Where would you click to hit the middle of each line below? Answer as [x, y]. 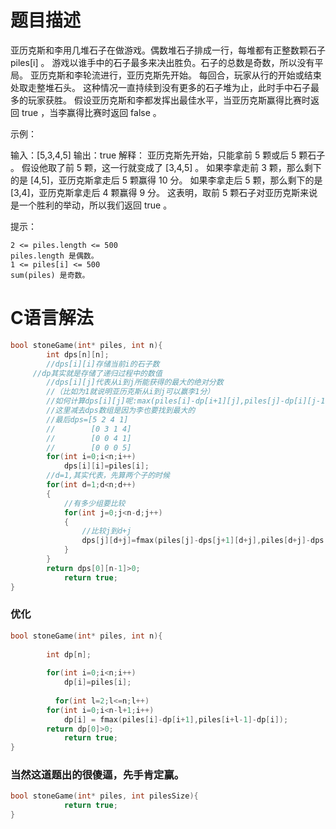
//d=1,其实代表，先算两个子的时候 [108, 476]
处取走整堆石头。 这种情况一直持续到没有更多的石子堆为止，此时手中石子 [160, 87]
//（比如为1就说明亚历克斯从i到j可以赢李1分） [130, 392]
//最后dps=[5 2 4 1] [87, 419]
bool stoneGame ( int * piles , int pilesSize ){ [104, 796]
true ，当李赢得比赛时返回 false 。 [91, 112]
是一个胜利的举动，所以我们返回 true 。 [91, 205]
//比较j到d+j [106, 531]
